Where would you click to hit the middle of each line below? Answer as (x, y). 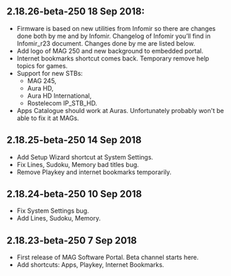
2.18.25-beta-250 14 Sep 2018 (74, 140)
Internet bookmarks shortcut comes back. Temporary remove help (113, 58)
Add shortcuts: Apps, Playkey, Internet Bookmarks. (90, 265)
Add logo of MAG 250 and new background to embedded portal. (110, 51)
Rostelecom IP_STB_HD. (62, 103)
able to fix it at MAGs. (48, 118)
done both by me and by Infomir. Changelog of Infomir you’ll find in (114, 36)
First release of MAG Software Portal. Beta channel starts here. (108, 257)
